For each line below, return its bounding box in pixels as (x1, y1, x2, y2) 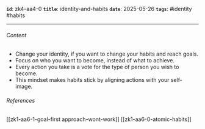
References (6, 97, 35, 104)
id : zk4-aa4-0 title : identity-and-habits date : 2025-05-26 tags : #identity (6, 6, 192, 12)
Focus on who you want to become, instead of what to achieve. (15, 57, 175, 64)
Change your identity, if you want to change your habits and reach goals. (15, 50, 198, 57)
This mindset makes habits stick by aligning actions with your (15, 76, 170, 84)
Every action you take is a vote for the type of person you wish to (15, 64, 179, 71)
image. (15, 83, 33, 90)
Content (6, 31, 27, 39)
